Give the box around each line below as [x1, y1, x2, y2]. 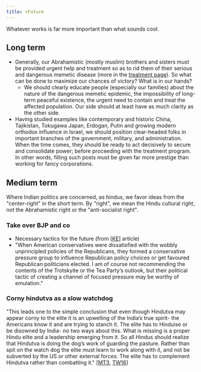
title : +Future [6, 8, 44, 15]
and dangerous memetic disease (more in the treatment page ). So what [14, 71, 192, 78]
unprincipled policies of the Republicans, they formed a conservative [14, 247, 185, 255]
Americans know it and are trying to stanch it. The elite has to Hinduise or [6, 320, 188, 328]
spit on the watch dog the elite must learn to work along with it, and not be [6, 346, 190, 353]
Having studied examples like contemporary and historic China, [14, 116, 172, 123]
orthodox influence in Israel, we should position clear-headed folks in [14, 128, 187, 135]
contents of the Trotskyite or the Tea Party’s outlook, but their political [14, 267, 188, 274]
